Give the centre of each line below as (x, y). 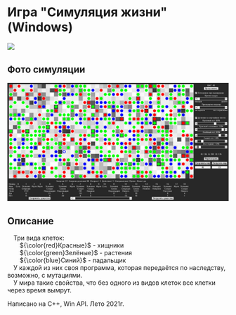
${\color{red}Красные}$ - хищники (72, 245)
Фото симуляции (46, 70)
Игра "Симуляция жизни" (87, 12)
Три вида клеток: (39, 238)
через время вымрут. (40, 290)
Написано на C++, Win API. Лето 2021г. (66, 304)
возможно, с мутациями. (45, 276)
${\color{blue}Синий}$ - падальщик (73, 260)
